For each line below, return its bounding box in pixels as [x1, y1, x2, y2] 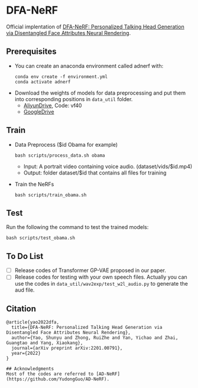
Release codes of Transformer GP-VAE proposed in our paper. [14, 267, 167, 274]
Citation [6, 303, 37, 313]
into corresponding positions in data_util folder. [14, 95, 133, 102]
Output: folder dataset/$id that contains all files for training [23, 169, 167, 176]
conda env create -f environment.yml [14, 73, 108, 80]
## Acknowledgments [6, 366, 54, 372]
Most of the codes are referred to [6, 371, 94, 377]
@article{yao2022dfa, [6, 319, 60, 325]
